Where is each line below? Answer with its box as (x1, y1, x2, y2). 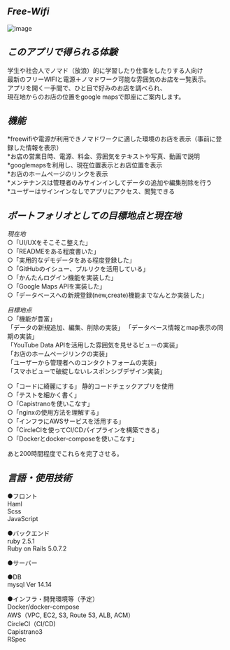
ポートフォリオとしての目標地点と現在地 (7, 209, 182, 221)
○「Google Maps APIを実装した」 (7, 282, 106, 291)
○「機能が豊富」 (7, 314, 56, 323)
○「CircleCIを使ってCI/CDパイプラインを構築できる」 (7, 426, 163, 434)
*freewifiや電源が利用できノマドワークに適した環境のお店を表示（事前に (7, 134, 216, 143)
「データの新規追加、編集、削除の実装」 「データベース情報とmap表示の (7, 324, 217, 332)
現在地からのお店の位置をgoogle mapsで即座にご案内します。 (7, 92, 185, 101)
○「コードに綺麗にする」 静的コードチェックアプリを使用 (7, 382, 174, 391)
